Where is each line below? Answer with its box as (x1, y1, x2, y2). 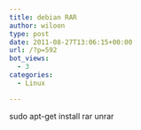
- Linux (17, 79, 46, 88)
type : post (9, 29, 50, 38)
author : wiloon (9, 21, 66, 30)
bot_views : (9, 54, 50, 63)
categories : (9, 71, 53, 80)
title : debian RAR (9, 12, 77, 22)
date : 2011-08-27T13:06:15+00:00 (9, 37, 133, 47)
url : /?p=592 (9, 46, 58, 55)
